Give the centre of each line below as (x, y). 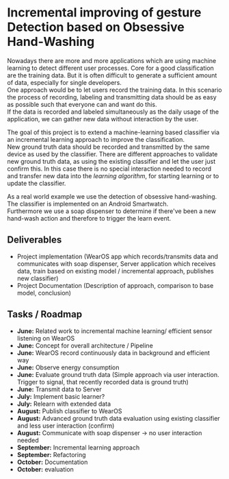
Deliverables (35, 240)
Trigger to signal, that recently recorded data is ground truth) (103, 382)
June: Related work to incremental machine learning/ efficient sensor (114, 331)
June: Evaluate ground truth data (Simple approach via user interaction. (118, 374)
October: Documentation (52, 462)
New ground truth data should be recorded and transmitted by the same (108, 147)
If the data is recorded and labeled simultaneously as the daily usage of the (113, 112)
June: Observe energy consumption (68, 367)
